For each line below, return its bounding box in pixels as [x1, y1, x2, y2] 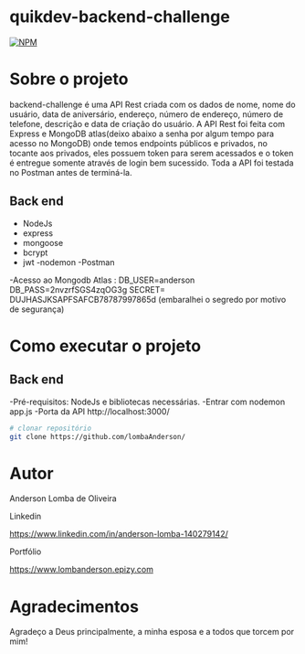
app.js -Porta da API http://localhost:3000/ [9, 405, 171, 417]
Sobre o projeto [9, 69, 129, 90]
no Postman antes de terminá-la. [9, 166, 132, 177]
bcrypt [22, 247, 48, 258]
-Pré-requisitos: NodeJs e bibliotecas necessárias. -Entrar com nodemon [9, 396, 286, 407]
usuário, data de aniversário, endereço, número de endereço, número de [9, 108, 284, 120]
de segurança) [9, 304, 65, 315]
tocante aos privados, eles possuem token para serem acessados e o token [9, 147, 294, 158]
